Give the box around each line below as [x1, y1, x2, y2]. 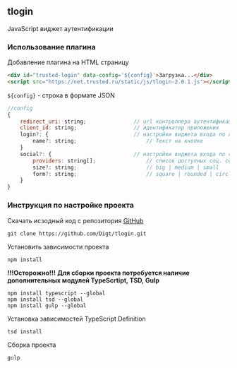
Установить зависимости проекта [7, 242, 109, 251]
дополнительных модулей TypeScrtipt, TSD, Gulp [7, 275, 160, 285]
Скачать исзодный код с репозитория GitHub [7, 216, 144, 225]
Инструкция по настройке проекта [7, 201, 134, 210]
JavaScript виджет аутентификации [7, 24, 114, 32]
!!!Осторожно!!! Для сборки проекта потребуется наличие [7, 268, 190, 277]
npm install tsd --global [7, 296, 83, 303]
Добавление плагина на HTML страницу [7, 58, 129, 66]
